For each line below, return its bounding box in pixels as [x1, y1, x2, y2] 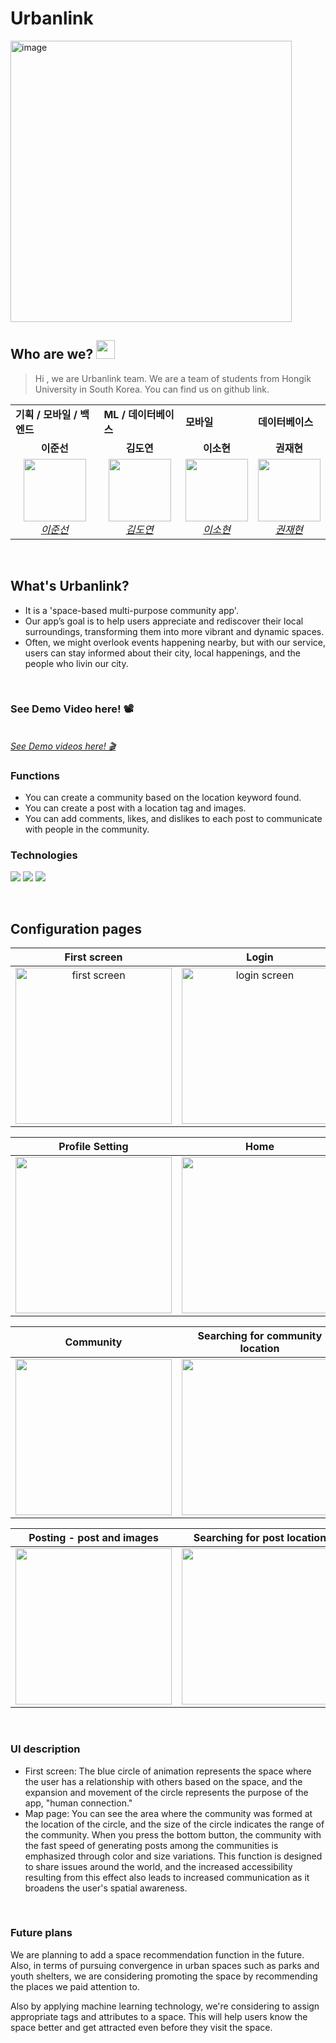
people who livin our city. [24, 657, 129, 669]
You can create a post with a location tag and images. [24, 802, 247, 814]
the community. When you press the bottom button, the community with [24, 1828, 322, 1841]
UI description [10, 1742, 81, 1756]
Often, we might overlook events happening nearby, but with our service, [24, 636, 326, 648]
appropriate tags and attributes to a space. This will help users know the [10, 2010, 308, 2022]
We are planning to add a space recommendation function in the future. [10, 1948, 305, 1961]
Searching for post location [193, 1531, 327, 1545]
